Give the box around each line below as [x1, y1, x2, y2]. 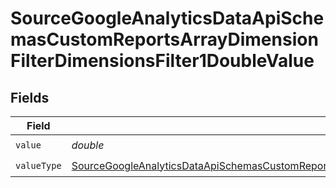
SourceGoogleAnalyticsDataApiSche [10, 7, 325, 30]
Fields [10, 89, 50, 106]
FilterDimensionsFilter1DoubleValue [10, 50, 315, 72]
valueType [15, 160, 62, 171]
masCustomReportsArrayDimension [10, 28, 319, 51]
